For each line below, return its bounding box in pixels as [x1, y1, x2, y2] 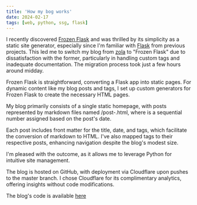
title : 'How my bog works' [6, 8, 72, 15]
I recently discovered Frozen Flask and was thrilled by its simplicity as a [6, 36, 179, 43]
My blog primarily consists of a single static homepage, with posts [6, 103, 167, 110]
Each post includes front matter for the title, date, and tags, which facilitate [6, 126, 187, 134]
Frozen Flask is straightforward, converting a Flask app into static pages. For [6, 79, 192, 86]
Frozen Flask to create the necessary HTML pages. [6, 91, 131, 98]
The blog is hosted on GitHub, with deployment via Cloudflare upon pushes [6, 168, 188, 175]
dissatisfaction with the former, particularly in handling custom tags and [6, 54, 180, 62]
